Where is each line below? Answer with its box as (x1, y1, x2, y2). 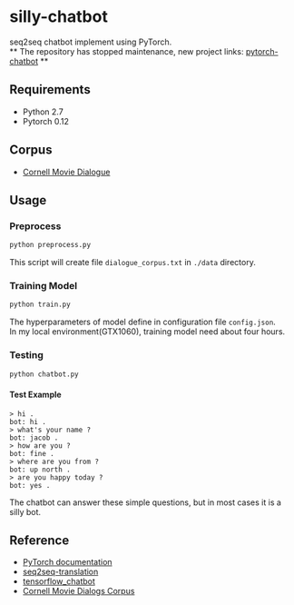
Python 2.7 (22, 106, 64, 117)
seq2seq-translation (22, 566, 99, 578)
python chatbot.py (9, 370, 79, 379)
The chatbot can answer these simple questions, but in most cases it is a (9, 497, 281, 508)
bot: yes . (9, 481, 51, 490)
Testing (9, 349, 44, 362)
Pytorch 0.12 (22, 115, 70, 126)
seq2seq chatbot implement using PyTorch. (9, 36, 172, 47)
